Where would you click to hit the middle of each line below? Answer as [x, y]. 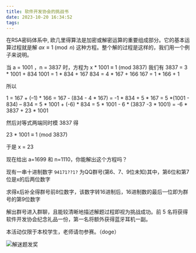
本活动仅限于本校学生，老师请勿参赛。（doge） [63, 232]
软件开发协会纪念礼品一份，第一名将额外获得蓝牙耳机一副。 [79, 219]
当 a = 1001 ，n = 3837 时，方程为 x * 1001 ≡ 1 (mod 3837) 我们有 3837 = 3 [97, 67]
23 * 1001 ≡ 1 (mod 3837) [37, 135]
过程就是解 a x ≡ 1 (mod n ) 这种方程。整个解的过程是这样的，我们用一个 [98, 47]
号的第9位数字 [23, 199]
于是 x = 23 [20, 147]
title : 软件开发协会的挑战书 [37, 12]
